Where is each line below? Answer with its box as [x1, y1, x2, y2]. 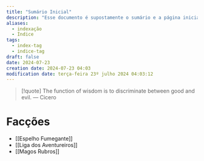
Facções [6, 115, 50, 129]
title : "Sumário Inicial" [6, 8, 72, 15]
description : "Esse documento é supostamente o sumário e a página [6, 15, 181, 21]
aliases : [6, 20, 29, 26]
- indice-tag [12, 48, 45, 54]
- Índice [12, 31, 34, 38]
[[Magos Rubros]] [15, 148, 59, 155]
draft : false [6, 54, 39, 60]
